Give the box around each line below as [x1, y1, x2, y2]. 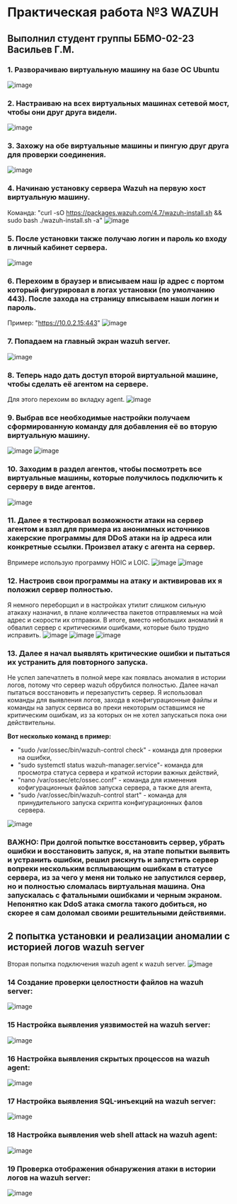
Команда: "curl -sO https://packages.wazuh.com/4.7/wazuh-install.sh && [7, 208, 223, 216]
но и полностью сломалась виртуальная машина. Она [7, 881, 205, 891]
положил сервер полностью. [7, 584, 113, 594]
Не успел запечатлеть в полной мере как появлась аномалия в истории [7, 673, 226, 682]
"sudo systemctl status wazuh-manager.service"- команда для [17, 761, 204, 770]
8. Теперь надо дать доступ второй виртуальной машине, [7, 370, 219, 380]
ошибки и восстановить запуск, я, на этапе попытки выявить [7, 846, 231, 856]
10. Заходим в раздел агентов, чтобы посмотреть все [7, 464, 202, 474]
